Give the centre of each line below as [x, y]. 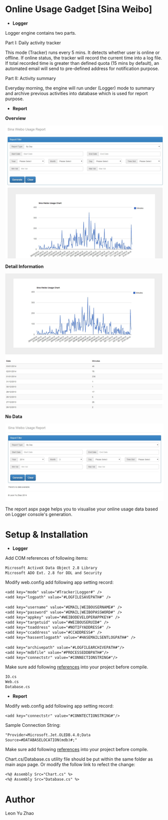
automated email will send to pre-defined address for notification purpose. [82, 68]
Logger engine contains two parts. [41, 33]
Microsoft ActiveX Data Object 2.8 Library [51, 568]
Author [20, 799]
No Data [14, 417]
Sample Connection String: [33, 725]
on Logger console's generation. [39, 514]
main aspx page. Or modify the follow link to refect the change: [70, 765]
